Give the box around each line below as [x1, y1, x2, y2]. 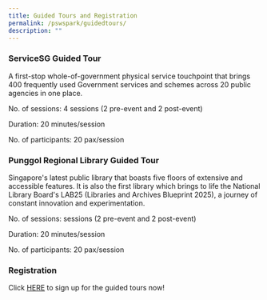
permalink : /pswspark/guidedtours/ [8, 19, 127, 27]
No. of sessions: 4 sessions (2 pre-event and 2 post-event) [8, 103, 203, 113]
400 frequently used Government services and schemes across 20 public [8, 79, 252, 89]
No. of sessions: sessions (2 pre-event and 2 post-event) [8, 214, 197, 223]
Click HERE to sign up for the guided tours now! [8, 283, 165, 293]
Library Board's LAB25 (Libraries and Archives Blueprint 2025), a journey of [8, 190, 258, 199]
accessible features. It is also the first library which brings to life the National [8, 181, 261, 190]
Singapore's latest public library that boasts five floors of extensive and [8, 173, 244, 182]
